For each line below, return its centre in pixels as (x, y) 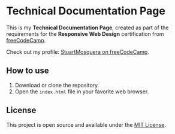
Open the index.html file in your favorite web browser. (82, 92)
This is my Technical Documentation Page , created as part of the (87, 28)
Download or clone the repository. (57, 85)
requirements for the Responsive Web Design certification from (85, 33)
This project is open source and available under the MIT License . (86, 124)
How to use (28, 71)
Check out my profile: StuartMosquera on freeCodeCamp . (78, 51)
